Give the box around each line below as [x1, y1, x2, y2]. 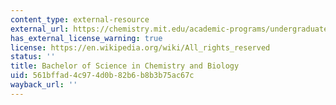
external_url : [10, 24, 70, 34]
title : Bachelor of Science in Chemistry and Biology [10, 61, 240, 71]
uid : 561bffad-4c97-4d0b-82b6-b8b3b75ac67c [10, 71, 195, 81]
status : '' [10, 52, 56, 62]
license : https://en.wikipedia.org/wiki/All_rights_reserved [10, 42, 271, 53]
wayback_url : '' [10, 80, 78, 90]
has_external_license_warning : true [10, 33, 163, 43]
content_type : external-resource [10, 14, 150, 25]
